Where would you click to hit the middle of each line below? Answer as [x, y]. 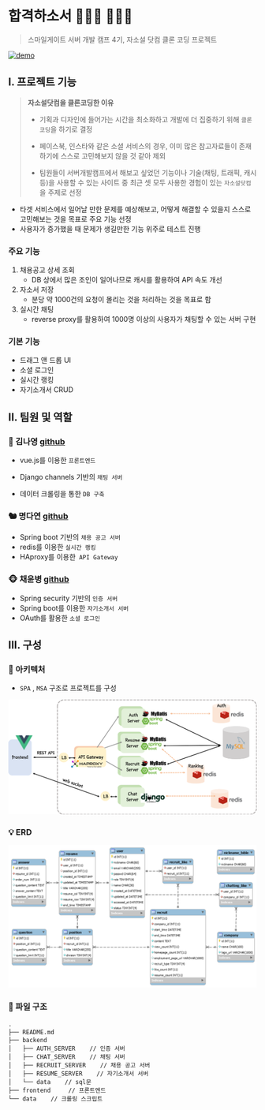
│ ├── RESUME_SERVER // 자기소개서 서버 [78, 1074]
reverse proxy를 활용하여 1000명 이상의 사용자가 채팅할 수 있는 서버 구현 [144, 320]
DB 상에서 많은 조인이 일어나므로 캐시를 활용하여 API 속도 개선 [127, 280]
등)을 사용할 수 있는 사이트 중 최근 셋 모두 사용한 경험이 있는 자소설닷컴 [145, 182]
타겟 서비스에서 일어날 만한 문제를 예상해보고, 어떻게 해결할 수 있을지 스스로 [135, 209]
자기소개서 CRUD [46, 390]
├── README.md [32, 1033]
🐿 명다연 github [38, 516]
